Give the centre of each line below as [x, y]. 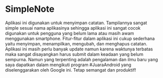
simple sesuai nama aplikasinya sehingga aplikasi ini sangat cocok [73, 28]
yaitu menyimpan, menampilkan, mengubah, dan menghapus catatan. [76, 43]
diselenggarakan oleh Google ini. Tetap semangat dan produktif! [71, 70]
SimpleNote [30, 9]
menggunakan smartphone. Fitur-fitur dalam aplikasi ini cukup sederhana [80, 39]
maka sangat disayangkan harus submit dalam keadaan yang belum [74, 54]
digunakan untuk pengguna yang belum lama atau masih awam [70, 33]
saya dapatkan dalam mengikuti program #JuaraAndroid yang [68, 65]
